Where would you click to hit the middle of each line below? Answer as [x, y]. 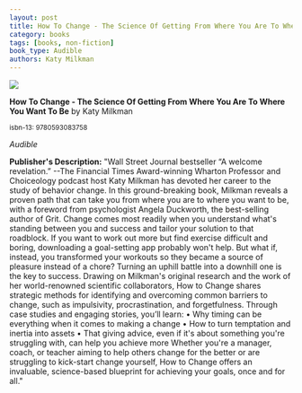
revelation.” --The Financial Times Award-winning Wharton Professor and [145, 171]
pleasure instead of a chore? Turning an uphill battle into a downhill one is [146, 266]
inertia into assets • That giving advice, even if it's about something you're [147, 333]
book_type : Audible [46, 51]
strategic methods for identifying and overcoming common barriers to [138, 295]
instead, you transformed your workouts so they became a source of [136, 257]
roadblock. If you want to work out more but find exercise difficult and [138, 238]
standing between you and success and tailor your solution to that [132, 228]
